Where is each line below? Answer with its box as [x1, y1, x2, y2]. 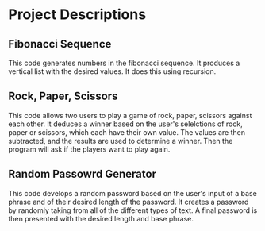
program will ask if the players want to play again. [8, 144, 171, 154]
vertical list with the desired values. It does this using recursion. [8, 67, 217, 76]
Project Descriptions [8, 6, 147, 24]
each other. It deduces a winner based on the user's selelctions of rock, [8, 119, 244, 129]
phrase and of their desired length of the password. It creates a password [8, 197, 249, 206]
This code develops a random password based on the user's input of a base [8, 188, 258, 198]
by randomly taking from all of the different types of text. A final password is [8, 205, 258, 215]
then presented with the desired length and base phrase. [8, 214, 194, 223]
